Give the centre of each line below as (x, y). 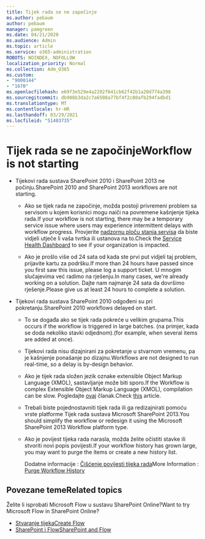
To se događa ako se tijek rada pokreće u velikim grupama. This (104, 320)
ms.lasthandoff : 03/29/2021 (42, 115)
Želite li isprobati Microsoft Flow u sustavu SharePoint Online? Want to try (98, 505)
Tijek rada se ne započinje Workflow (99, 151)
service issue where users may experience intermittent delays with (109, 225)
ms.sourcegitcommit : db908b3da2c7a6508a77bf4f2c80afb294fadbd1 (89, 98)
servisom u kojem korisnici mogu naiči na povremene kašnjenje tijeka (112, 212)
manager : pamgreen (30, 29)
